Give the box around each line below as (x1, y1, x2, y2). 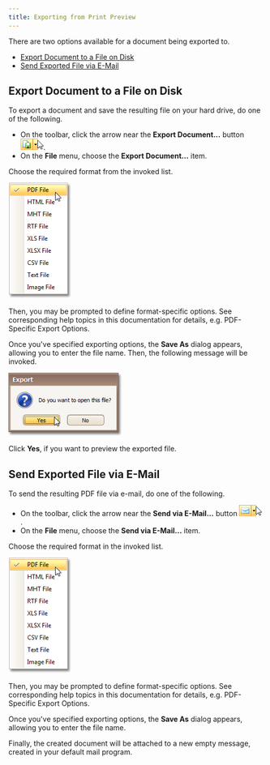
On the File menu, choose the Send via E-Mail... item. (19, 526, 201, 536)
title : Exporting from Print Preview (8, 13, 136, 21)
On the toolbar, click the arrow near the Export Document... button (19, 130, 245, 139)
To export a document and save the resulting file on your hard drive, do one (8, 105, 261, 115)
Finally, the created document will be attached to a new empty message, (8, 738, 251, 749)
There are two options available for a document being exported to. (8, 36, 230, 46)
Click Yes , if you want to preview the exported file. (8, 444, 177, 454)
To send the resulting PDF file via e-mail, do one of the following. (8, 489, 225, 498)
